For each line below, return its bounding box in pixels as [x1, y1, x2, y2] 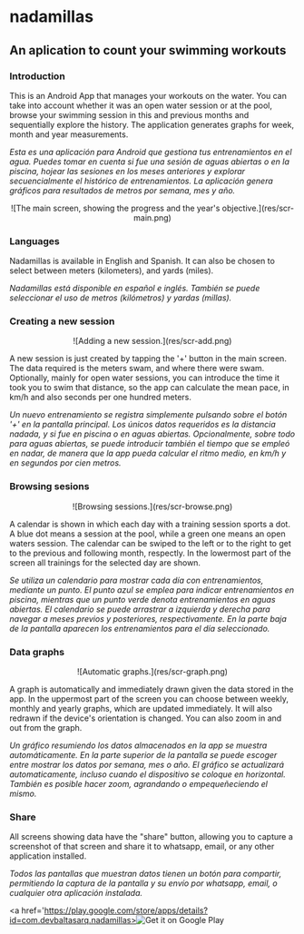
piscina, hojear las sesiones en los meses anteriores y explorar [9, 165, 246, 176]
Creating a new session [9, 315, 115, 328]
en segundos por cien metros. [9, 457, 122, 468]
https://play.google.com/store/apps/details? [44, 905, 209, 916]
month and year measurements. [9, 129, 129, 140]
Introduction [9, 70, 65, 83]
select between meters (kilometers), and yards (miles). [9, 265, 214, 276]
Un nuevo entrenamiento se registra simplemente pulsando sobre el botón [9, 409, 288, 420]
